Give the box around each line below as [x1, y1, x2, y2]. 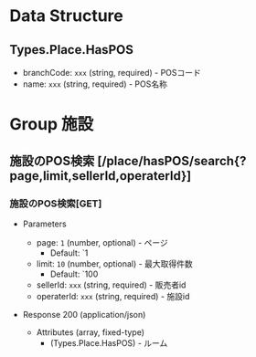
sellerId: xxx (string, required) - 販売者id [36, 279, 187, 290]
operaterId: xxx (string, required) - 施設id [36, 290, 190, 301]
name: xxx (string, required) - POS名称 [22, 79, 167, 89]
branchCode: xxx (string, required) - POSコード [22, 68, 201, 78]
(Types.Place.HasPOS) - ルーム [49, 337, 168, 348]
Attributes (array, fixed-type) [36, 326, 144, 338]
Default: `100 [49, 268, 99, 279]
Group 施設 [9, 114, 94, 135]
